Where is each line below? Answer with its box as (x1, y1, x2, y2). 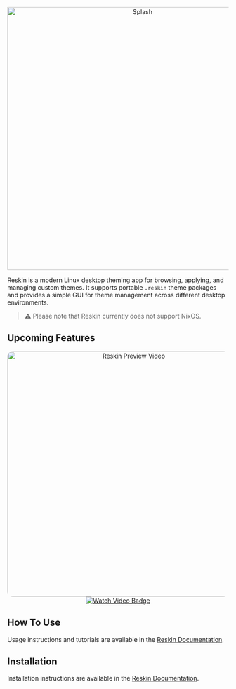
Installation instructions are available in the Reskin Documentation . (7, 674, 199, 683)
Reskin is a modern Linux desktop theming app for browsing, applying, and (7, 276, 224, 284)
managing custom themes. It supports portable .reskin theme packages (7, 283, 217, 291)
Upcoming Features (7, 332, 96, 344)
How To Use (7, 617, 61, 629)
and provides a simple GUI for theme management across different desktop (7, 291, 225, 299)
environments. (7, 298, 49, 307)
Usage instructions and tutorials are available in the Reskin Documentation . (7, 635, 225, 643)
